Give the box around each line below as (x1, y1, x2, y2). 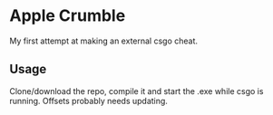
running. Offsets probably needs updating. (9, 95, 168, 106)
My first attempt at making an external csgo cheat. (9, 35, 198, 46)
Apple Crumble (9, 5, 126, 26)
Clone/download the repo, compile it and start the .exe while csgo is (9, 85, 264, 96)
